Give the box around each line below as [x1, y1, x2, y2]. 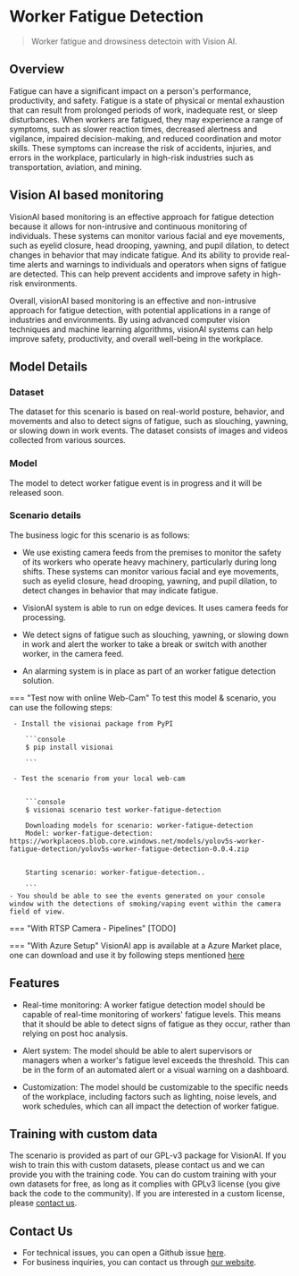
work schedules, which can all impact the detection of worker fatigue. [21, 1101, 279, 1111]
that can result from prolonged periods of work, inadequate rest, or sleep [9, 105, 278, 115]
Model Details [9, 359, 87, 374]
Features [9, 975, 60, 991]
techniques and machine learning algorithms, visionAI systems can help [9, 324, 274, 335]
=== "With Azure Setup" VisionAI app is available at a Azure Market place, [9, 940, 283, 950]
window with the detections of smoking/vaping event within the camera [9, 899, 281, 908]
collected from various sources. [9, 435, 127, 446]
